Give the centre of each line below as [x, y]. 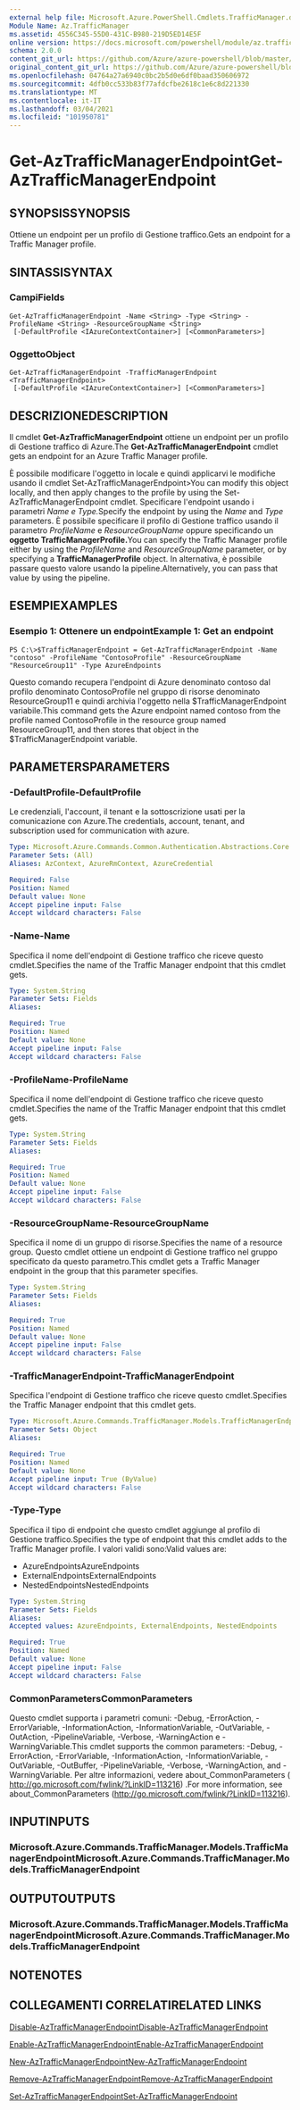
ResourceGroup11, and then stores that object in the [104, 730]
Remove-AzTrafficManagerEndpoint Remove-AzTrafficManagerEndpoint [141, 2079]
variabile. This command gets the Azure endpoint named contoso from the [145, 710]
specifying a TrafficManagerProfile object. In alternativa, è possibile [136, 558]
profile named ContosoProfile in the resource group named [117, 720]
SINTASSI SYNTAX [61, 272]
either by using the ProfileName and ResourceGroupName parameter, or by [148, 549]
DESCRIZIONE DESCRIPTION [89, 416]
